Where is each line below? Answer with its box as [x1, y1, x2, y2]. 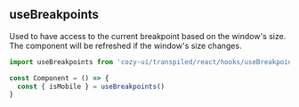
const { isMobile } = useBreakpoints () [17, 82, 166, 91]
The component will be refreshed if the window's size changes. [9, 40, 242, 51]
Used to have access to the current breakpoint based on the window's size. [9, 30, 287, 41]
